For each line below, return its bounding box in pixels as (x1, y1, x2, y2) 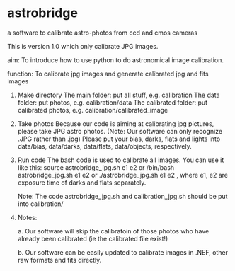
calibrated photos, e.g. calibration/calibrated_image (17, 105, 168, 114)
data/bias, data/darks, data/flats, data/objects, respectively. (17, 142, 193, 150)
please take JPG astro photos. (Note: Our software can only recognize (17, 127, 223, 135)
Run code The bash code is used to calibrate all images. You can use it (17, 156, 224, 164)
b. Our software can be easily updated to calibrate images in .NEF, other (17, 248, 229, 256)
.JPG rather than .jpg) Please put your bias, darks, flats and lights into (17, 134, 221, 143)
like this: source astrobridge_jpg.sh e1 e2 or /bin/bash (17, 163, 175, 171)
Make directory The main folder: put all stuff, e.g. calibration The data (17, 91, 221, 99)
